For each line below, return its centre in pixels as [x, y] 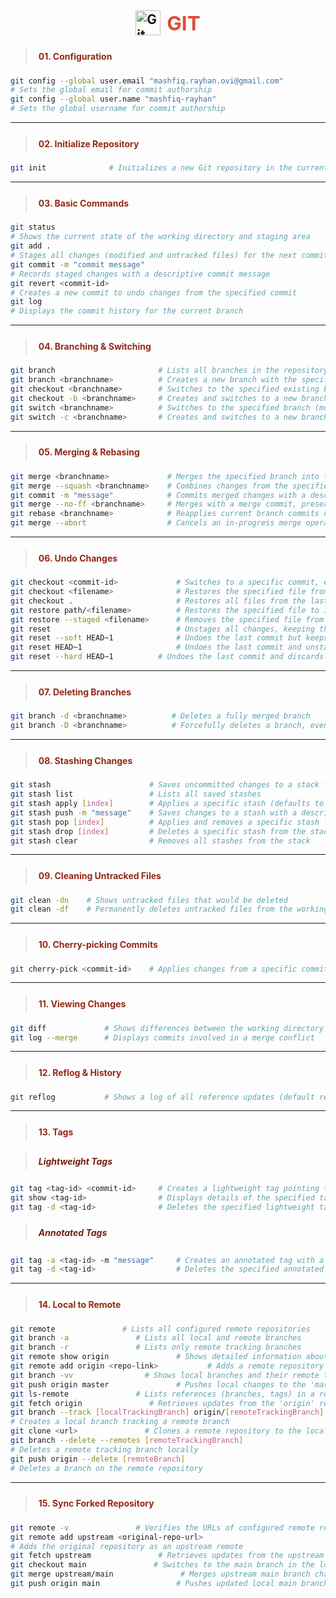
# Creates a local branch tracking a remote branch [120, 1422]
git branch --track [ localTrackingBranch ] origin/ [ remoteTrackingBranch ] [167, 1412]
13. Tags [56, 1132]
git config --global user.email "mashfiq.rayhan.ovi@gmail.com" [147, 81]
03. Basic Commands [84, 203]
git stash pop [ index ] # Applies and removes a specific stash [165, 822]
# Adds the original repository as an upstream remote [127, 1546]
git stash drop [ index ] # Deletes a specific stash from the [158, 831]
